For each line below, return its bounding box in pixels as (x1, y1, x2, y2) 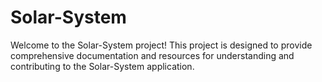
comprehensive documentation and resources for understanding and (10, 49, 295, 61)
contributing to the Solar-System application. (10, 60, 195, 72)
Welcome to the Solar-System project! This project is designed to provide (10, 39, 313, 51)
